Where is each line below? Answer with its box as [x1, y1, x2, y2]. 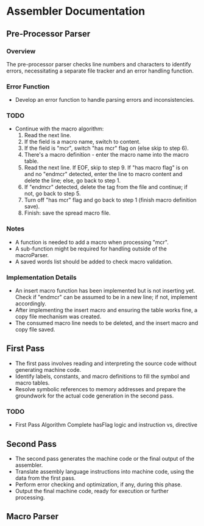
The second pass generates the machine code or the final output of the [15, 455, 195, 462]
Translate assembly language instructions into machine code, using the [15, 467, 194, 475]
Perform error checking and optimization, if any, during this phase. [15, 480, 183, 488]
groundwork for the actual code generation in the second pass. [15, 392, 174, 399]
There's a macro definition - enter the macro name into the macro [24, 151, 189, 158]
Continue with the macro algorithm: [15, 125, 104, 132]
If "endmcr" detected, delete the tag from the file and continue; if [24, 183, 188, 191]
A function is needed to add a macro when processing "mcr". [15, 238, 169, 246]
